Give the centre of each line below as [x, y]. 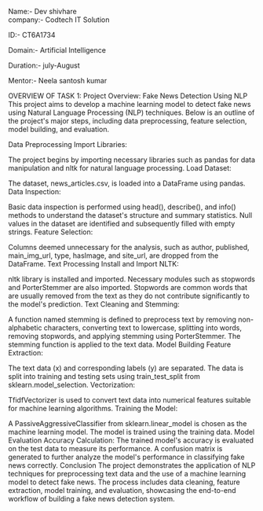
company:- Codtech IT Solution [59, 20]
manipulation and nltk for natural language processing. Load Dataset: [120, 168]
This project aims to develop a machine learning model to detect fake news [130, 104]
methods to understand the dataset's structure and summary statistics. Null [130, 215]
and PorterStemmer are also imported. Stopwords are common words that [128, 287]
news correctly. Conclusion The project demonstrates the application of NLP [132, 465]
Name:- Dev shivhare [42, 11]
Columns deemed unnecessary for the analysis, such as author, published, [129, 247]
